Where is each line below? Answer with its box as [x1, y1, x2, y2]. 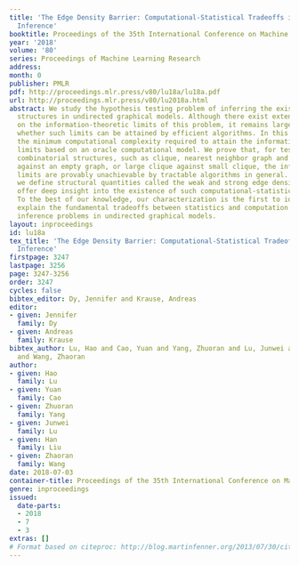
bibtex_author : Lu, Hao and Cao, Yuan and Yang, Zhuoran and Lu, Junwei [9, 343, 285, 352]
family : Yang [17, 410, 66, 419]
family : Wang [17, 460, 66, 469]
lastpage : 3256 [9, 262, 66, 270]
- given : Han [9, 435, 58, 444]
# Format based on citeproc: [9, 542, 117, 552]
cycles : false [9, 286, 62, 295]
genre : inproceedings [9, 484, 90, 494]
